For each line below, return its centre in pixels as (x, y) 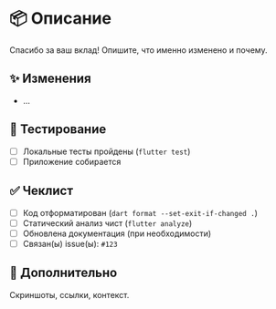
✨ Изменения (50, 79)
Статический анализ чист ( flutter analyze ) (107, 223)
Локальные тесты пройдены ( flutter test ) (106, 151)
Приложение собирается (72, 161)
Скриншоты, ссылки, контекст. (69, 294)
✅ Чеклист (42, 191)
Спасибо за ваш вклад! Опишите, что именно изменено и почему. (138, 50)
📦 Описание (61, 19)
